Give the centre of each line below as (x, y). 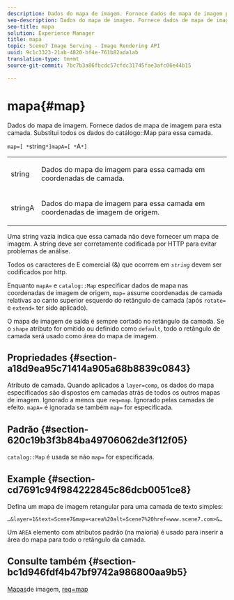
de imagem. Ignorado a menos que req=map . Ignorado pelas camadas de (111, 400)
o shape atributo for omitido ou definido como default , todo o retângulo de (114, 329)
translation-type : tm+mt (43, 59)
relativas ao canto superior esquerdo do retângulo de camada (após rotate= (117, 300)
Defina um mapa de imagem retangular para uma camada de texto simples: (115, 506)
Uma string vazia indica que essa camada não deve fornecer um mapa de (113, 236)
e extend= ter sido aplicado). (48, 308)
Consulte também (47, 561)
